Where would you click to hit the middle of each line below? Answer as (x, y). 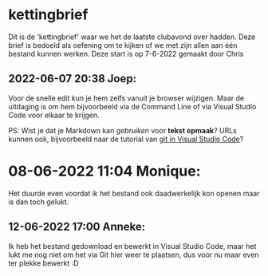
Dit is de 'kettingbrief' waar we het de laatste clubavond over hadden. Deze (132, 37)
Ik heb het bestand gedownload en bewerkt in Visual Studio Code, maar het (132, 246)
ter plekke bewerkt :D (43, 263)
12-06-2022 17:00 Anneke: (77, 227)
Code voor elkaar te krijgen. (54, 115)
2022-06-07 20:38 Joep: (73, 79)
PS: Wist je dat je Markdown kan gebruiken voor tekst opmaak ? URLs (122, 130)
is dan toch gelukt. (39, 202)
